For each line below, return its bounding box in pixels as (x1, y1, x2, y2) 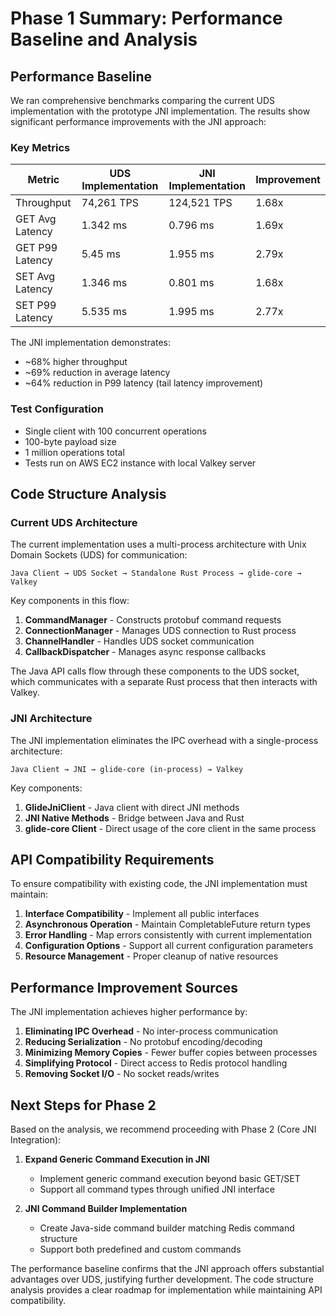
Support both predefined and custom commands (39, 1243, 242, 1256)
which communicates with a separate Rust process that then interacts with (10, 676, 318, 688)
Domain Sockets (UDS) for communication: (10, 549, 188, 561)
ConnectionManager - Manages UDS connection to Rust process (24, 625, 297, 637)
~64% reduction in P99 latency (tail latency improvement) (24, 377, 264, 389)
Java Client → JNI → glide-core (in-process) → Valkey (10, 764, 244, 774)
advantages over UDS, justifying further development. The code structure (10, 1273, 314, 1286)
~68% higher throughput (24, 356, 128, 368)
